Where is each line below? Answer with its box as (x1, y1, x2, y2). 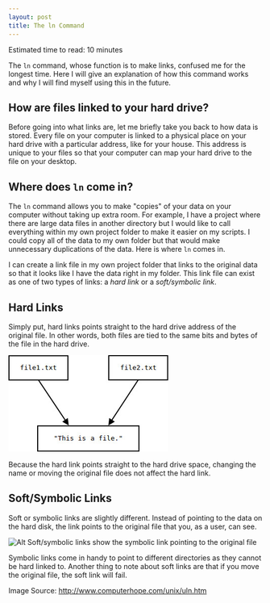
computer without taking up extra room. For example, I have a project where (8, 210, 261, 220)
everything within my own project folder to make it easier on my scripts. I (8, 227, 251, 237)
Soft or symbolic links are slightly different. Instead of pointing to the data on (8, 513, 263, 522)
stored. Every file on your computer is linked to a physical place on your (8, 131, 247, 140)
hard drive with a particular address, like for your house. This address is (8, 140, 247, 149)
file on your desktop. (8, 157, 77, 166)
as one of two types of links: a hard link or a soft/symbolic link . (8, 277, 217, 287)
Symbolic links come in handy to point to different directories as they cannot (8, 553, 262, 563)
